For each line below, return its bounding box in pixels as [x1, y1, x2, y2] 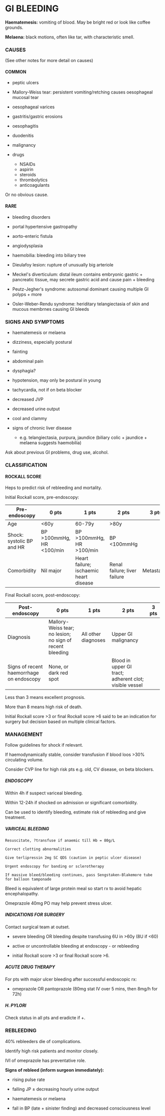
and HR [7, 544, 25, 551]
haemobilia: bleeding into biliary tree [12, 252, 86, 258]
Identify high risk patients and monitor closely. [5, 1048, 99, 1054]
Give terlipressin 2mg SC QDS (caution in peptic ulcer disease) [5, 855, 141, 860]
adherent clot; [111, 676, 144, 683]
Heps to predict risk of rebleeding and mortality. [5, 485, 102, 491]
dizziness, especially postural [12, 339, 72, 345]
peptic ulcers [12, 80, 39, 86]
